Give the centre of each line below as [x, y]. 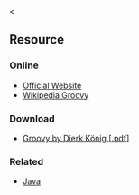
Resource [37, 39]
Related [27, 161]
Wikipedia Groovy [56, 95]
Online [24, 65]
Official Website [52, 85]
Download [32, 118]
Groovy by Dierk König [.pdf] [76, 138]
